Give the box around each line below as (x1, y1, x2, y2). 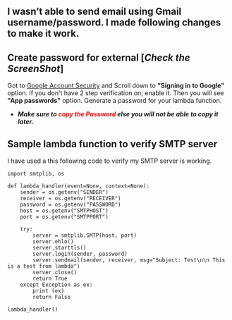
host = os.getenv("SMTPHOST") (20, 207, 109, 214)
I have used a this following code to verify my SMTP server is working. (7, 156, 212, 165)
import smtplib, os (7, 171, 65, 178)
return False (32, 294, 71, 301)
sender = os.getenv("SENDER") (20, 189, 109, 196)
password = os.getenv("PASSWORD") (20, 201, 121, 209)
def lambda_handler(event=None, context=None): (7, 183, 150, 190)
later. (17, 118, 34, 126)
